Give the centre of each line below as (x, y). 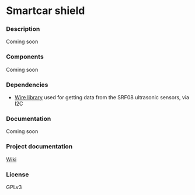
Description (23, 29)
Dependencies (27, 85)
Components (25, 57)
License (18, 175)
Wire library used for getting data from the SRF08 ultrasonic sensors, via (102, 97)
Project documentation (39, 147)
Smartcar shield (46, 11)
